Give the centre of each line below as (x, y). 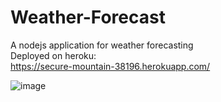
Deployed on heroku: (53, 55)
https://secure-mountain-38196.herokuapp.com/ (110, 66)
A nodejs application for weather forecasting (102, 45)
